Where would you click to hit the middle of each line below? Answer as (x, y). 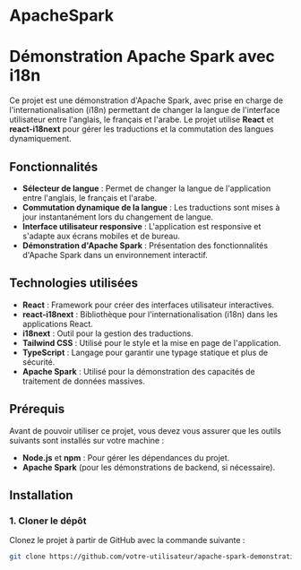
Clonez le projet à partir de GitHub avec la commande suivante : (127, 540)
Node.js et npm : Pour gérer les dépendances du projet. (126, 457)
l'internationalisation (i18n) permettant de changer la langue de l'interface (145, 110)
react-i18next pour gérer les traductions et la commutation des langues (142, 129)
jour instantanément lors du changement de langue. (117, 217)
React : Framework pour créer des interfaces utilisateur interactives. (148, 305)
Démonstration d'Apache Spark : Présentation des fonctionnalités (145, 245)
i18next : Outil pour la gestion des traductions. (108, 333)
